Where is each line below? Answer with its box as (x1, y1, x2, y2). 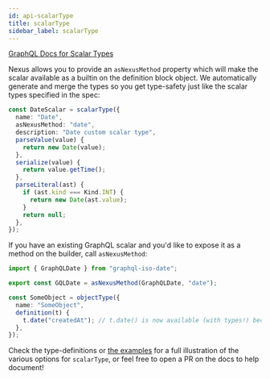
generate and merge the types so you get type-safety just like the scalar (8, 81, 248, 91)
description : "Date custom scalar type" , (15, 128, 157, 136)
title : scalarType (8, 19, 70, 27)
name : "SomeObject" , (15, 301, 84, 309)
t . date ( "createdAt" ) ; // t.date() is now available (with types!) (22, 316, 250, 324)
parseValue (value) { (15, 135, 84, 144)
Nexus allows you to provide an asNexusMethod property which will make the (8, 65, 259, 74)
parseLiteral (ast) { (15, 181, 84, 189)
